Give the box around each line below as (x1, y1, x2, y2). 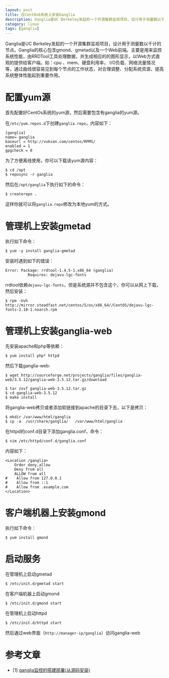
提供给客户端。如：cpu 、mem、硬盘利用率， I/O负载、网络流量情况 (14, 60, 155, 66)
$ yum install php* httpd (5, 353, 59, 358)
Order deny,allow (14, 462, 51, 467)
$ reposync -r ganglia (5, 172, 53, 177)
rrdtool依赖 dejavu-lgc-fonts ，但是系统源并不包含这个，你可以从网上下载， (5, 282, 161, 288)
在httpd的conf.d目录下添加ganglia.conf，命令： (5, 428, 104, 434)
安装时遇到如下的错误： (5, 258, 54, 264)
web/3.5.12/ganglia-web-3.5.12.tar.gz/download (5, 377, 107, 382)
